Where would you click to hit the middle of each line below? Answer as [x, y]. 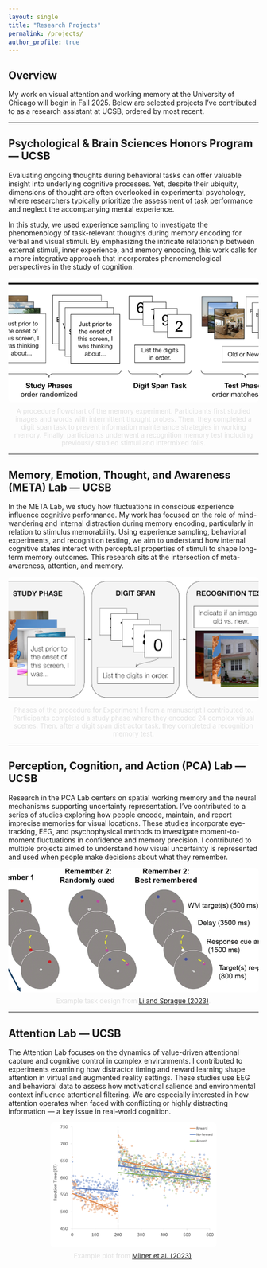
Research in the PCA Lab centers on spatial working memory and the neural [132, 797]
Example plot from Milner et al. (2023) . [133, 1256]
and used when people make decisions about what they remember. [118, 857]
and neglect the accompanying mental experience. [91, 209]
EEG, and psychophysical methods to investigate [118, 831]
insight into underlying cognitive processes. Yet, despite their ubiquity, [124, 184]
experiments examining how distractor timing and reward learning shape [127, 1069]
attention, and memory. [85, 566]
